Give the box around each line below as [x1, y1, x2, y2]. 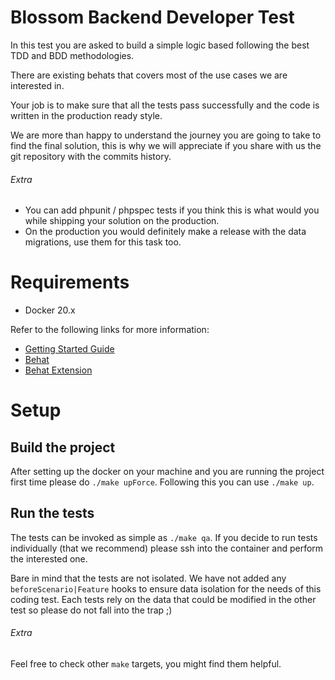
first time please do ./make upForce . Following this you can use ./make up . [10, 476, 315, 488]
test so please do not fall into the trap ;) [10, 604, 173, 616]
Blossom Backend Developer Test [10, 6, 295, 29]
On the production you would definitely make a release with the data [24, 226, 307, 238]
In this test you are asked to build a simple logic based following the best [10, 39, 310, 51]
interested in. [10, 79, 65, 91]
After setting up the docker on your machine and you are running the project [10, 466, 325, 478]
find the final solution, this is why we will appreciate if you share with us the [10, 139, 322, 151]
